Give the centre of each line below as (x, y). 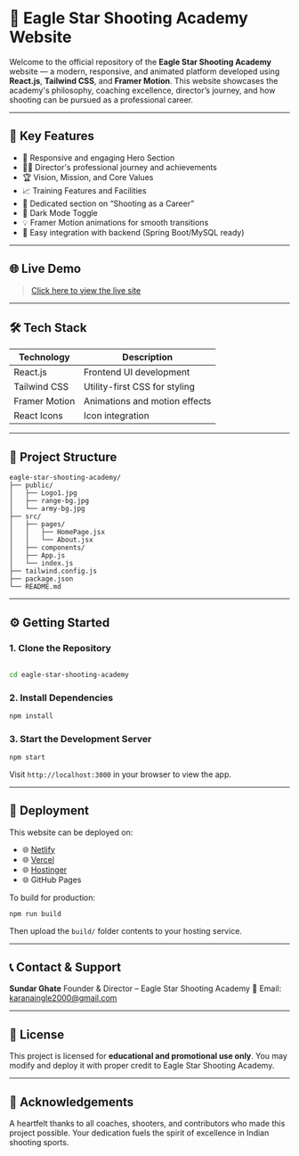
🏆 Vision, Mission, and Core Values (88, 177)
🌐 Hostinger (44, 870)
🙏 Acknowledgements (72, 1102)
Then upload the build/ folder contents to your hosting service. (126, 930)
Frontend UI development (137, 372)
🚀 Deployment (49, 811)
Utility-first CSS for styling (139, 387)
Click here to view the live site (86, 290)
